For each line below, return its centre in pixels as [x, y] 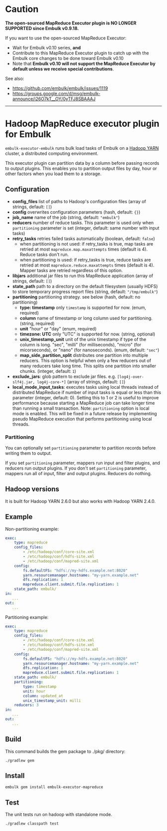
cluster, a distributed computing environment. [52, 153]
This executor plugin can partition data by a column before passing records [82, 163]
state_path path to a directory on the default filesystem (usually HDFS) [85, 286]
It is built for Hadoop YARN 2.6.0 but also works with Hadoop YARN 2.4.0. [80, 501]
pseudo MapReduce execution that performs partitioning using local [82, 419]
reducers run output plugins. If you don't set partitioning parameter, [76, 468]
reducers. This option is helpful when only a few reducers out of [85, 360]
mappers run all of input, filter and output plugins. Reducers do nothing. [79, 473]
